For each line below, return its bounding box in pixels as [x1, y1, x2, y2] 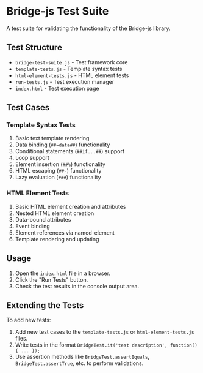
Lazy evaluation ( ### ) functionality [15, 173, 102, 181]
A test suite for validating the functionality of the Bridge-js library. [6, 24, 171, 32]
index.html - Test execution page [15, 85, 99, 92]
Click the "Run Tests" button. [15, 276, 88, 283]
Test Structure [6, 42, 63, 53]
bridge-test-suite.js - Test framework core [15, 58, 128, 66]
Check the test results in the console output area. [15, 282, 139, 290]
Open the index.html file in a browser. [15, 269, 111, 277]
